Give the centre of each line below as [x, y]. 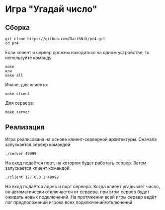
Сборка [17, 28]
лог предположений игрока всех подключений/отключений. [70, 202]
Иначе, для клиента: [27, 85]
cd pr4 [12, 43]
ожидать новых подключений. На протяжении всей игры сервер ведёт [81, 197]
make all [14, 75]
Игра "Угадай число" [51, 9]
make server [17, 112]
